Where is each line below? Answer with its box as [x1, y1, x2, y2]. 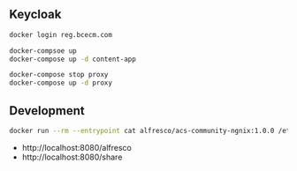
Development [9, 103, 86, 118]
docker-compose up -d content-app [9, 55, 137, 63]
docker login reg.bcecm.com [9, 30, 113, 39]
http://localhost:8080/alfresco [21, 142, 133, 152]
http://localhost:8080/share [21, 152, 123, 162]
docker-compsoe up [9, 46, 77, 56]
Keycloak [9, 7, 62, 22]
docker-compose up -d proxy [9, 78, 113, 87]
